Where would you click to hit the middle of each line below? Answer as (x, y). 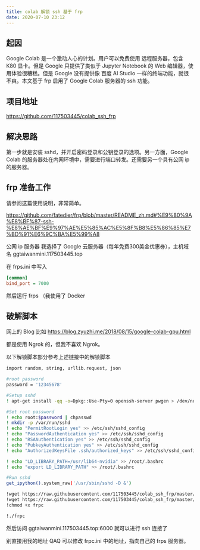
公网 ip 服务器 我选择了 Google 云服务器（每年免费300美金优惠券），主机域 (98, 246)
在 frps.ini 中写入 (27, 266)
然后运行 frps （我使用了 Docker (46, 296)
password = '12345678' (34, 385)
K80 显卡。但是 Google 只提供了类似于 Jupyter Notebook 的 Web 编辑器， (97, 66)
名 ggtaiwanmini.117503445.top (45, 254)
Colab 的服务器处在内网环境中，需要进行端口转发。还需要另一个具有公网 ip (98, 159)
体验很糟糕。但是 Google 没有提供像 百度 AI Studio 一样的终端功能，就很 (100, 73)
